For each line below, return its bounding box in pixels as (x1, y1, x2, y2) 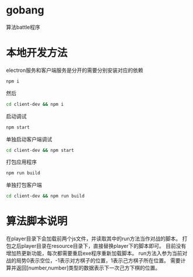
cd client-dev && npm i (6, 101, 64, 107)
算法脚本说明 (6, 214, 68, 228)
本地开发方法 (6, 46, 68, 60)
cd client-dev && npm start (6, 147, 75, 153)
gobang (6, 4, 45, 17)
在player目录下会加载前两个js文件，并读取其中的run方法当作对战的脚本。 (6, 235, 181, 243)
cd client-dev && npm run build (6, 193, 85, 199)
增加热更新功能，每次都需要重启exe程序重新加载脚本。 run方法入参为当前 (6, 250, 183, 257)
